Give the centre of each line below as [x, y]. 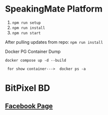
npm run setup [26, 23]
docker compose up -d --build [36, 60]
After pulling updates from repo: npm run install [54, 42]
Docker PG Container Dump [33, 51]
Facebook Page [29, 106]
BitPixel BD [27, 88]
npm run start [26, 33]
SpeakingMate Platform [54, 9]
